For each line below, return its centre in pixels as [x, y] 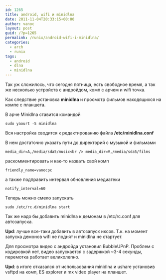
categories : [17, 42]
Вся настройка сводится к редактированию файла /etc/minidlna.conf [80, 133]
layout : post [19, 28]
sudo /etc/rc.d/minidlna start [38, 207]
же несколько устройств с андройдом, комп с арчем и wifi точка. [75, 90]
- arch [16, 47]
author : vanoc [20, 24]
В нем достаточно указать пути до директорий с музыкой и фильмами [81, 142]
